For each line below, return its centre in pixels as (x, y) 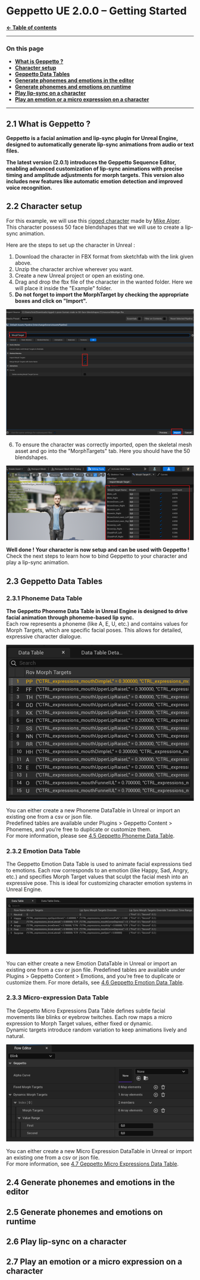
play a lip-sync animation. (38, 563)
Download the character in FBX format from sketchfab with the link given (104, 256)
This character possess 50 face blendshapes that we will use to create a (95, 227)
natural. (15, 1036)
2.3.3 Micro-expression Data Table (57, 998)
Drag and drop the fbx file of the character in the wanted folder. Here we (104, 282)
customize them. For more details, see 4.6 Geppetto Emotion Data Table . (95, 982)
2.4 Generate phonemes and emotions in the (91, 1183)
